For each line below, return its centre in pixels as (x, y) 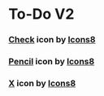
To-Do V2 (41, 14)
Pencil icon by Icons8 (52, 62)
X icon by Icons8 (42, 83)
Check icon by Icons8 (52, 40)
